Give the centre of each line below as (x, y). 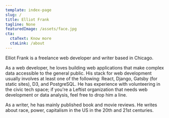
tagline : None (21, 24)
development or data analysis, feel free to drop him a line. (66, 95)
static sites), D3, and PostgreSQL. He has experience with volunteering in (83, 84)
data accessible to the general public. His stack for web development (79, 73)
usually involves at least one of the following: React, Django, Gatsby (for (81, 78)
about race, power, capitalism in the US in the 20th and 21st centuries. (80, 110)
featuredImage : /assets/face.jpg (41, 29)
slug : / (14, 15)
